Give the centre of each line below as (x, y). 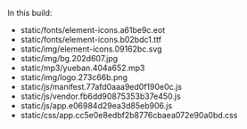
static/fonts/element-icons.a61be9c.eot (93, 30)
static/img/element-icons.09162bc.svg (91, 49)
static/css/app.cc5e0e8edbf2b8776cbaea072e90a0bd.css (129, 115)
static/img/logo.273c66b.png (74, 77)
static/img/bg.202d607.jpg (69, 58)
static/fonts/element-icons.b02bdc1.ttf (91, 40)
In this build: (30, 13)
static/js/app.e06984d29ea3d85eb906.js (96, 105)
